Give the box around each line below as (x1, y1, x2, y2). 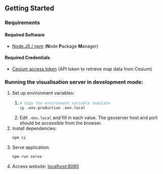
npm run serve (12, 154, 42, 159)
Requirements (5, 19, 40, 26)
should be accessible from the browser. (19, 120, 102, 126)
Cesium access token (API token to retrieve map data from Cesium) (12, 66, 152, 72)
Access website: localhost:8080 (12, 163, 79, 169)
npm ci (12, 135, 26, 140)
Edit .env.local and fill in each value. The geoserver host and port (19, 114, 158, 120)
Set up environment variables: (12, 90, 75, 96)
